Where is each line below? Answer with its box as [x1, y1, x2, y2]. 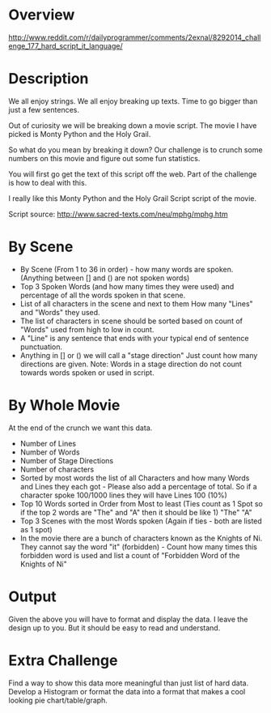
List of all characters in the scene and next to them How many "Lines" [19, 298, 253, 309]
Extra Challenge [8, 651, 118, 669]
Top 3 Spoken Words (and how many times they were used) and [19, 281, 235, 291]
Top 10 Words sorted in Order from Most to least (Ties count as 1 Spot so [19, 498, 263, 508]
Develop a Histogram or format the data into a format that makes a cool [8, 686, 246, 696]
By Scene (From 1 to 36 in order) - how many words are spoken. [19, 264, 234, 274]
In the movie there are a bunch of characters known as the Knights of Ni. [19, 533, 263, 543]
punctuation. [19, 342, 63, 352]
